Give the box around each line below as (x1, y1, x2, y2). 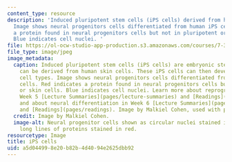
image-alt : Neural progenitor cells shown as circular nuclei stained (13, 119, 221, 126)
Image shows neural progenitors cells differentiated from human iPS (13, 23, 217, 30)
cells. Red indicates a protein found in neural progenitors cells (19, 81, 217, 88)
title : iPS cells (7, 139, 57, 145)
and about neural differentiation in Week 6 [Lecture (19, 100, 177, 107)
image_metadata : (7, 55, 54, 62)
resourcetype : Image (7, 132, 67, 139)
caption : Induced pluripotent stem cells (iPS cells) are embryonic (13, 61, 215, 68)
